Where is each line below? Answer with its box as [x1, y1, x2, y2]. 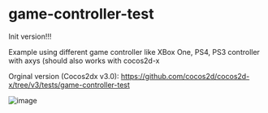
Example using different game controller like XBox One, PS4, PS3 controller [8, 47, 260, 56]
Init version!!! [8, 31, 52, 41]
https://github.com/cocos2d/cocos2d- [120, 71, 250, 81]
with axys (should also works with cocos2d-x [8, 56, 160, 65]
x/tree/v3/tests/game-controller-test [8, 80, 130, 90]
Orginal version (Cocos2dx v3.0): [8, 71, 119, 81]
